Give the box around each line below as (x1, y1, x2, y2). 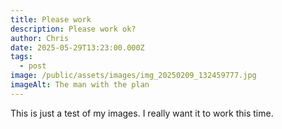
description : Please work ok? (10, 24, 137, 34)
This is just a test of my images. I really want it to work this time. (10, 107, 274, 119)
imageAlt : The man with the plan (10, 80, 150, 90)
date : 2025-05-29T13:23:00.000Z (10, 42, 145, 53)
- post (19, 61, 47, 71)
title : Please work (10, 14, 92, 25)
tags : (10, 52, 33, 62)
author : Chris (10, 33, 70, 43)
